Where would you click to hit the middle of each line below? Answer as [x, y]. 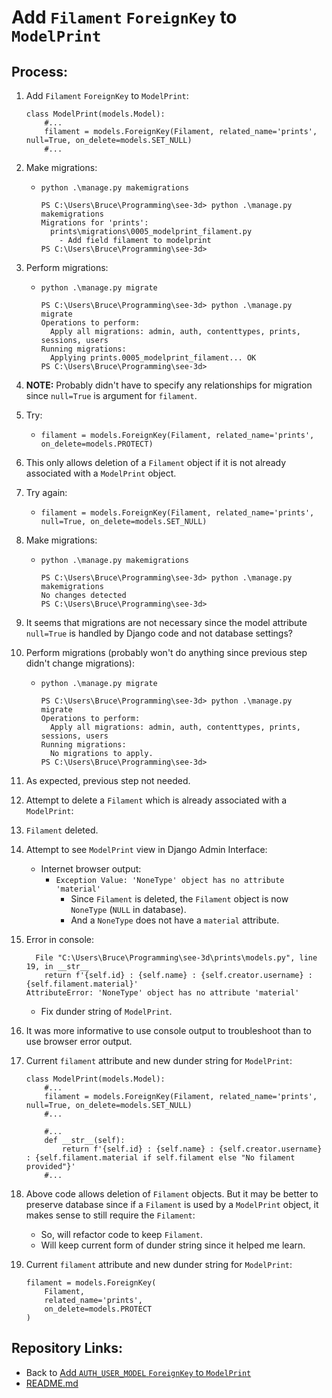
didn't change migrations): [80, 663]
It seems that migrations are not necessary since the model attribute [166, 622]
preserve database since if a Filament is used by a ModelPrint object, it [172, 1204]
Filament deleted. [62, 830]
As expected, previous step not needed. [108, 780]
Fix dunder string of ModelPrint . [106, 1011]
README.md [52, 1383]
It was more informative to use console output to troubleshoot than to [168, 1030]
